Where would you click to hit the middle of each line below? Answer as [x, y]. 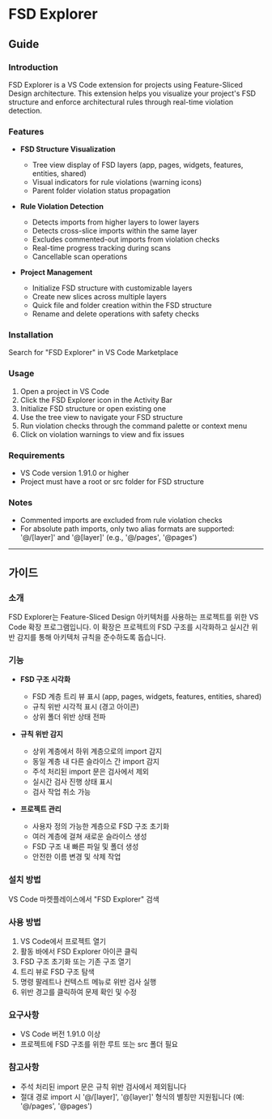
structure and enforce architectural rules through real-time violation [121, 101]
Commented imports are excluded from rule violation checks [121, 521]
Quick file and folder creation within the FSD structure [122, 306]
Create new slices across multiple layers [100, 297]
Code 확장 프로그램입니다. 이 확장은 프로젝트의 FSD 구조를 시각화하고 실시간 [129, 627]
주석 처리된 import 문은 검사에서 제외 [91, 772]
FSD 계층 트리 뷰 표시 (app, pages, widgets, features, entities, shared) [147, 697]
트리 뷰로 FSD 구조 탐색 [57, 971]
